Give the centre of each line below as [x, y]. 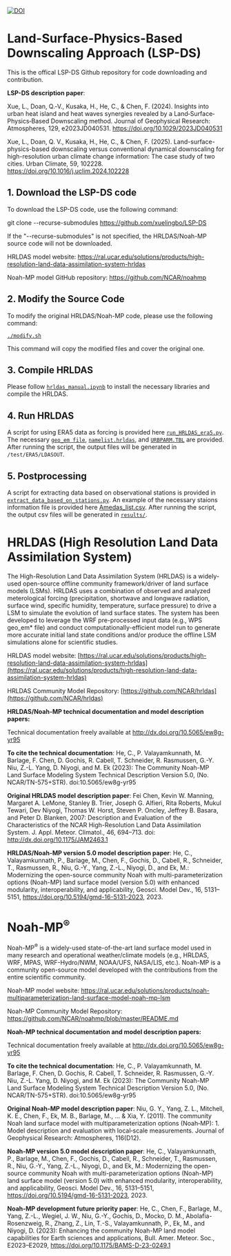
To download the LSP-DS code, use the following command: [92, 209]
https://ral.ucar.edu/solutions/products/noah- [145, 990]
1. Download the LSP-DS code [72, 193]
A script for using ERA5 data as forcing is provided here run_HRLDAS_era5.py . [115, 432]
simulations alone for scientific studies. [63, 642]
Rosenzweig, [26, 1223]
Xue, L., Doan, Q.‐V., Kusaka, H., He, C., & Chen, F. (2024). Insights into [108, 106]
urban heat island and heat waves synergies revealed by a [90, 113]
